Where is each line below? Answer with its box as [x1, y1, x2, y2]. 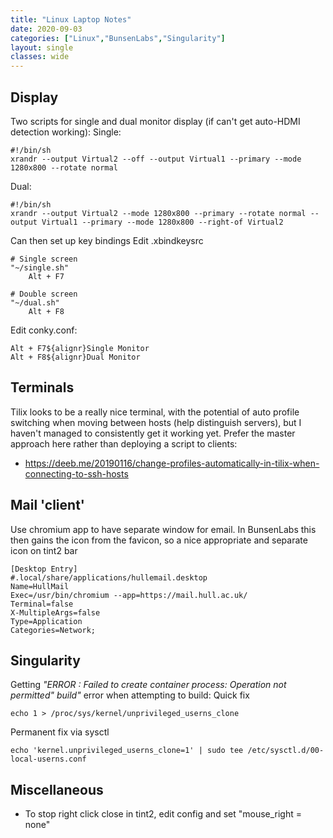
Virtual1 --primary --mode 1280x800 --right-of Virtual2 [41, 217, 284, 227]
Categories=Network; [10, 625, 97, 635]
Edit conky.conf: [10, 324, 78, 336]
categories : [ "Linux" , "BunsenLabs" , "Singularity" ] [10, 33, 226, 43]
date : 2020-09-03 [10, 24, 83, 34]
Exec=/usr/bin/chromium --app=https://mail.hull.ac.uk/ [10, 590, 248, 600]
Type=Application [10, 616, 83, 626]
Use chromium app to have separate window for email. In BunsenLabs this [10, 523, 317, 535]
